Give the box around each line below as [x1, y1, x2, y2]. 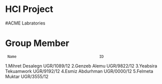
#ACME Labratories [5, 20, 45, 26]
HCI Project [5, 3, 53, 15]
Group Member [5, 37, 69, 49]
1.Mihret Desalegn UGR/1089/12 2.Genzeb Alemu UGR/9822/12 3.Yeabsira [5, 62, 157, 68]
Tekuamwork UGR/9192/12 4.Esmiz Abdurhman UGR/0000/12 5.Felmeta [5, 68, 153, 74]
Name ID [7, 54, 104, 59]
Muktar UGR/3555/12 [5, 73, 49, 79]
